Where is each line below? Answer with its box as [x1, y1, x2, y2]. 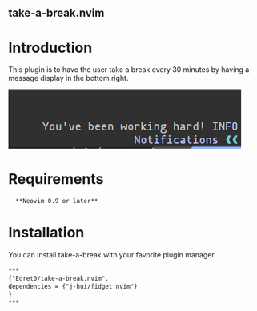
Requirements [8, 169, 104, 188]
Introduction [8, 38, 93, 57]
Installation [8, 224, 85, 242]
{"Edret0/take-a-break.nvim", [8, 275, 110, 283]
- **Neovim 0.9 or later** [8, 197, 98, 205]
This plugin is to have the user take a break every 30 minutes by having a [8, 65, 250, 74]
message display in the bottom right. [8, 74, 129, 83]
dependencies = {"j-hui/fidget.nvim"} [8, 283, 138, 291]
